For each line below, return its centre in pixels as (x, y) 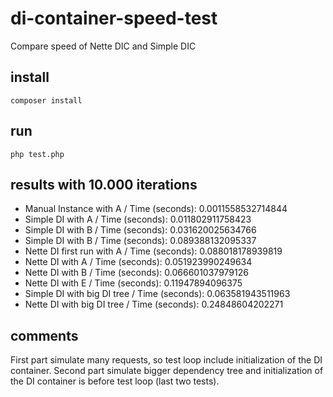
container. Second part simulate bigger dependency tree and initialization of (167, 371)
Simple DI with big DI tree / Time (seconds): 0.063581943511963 (157, 294)
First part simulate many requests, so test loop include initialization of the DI (166, 360)
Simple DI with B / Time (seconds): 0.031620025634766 (140, 230)
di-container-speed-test (114, 18)
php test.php (37, 154)
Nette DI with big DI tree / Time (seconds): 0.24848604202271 (154, 304)
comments (44, 335)
